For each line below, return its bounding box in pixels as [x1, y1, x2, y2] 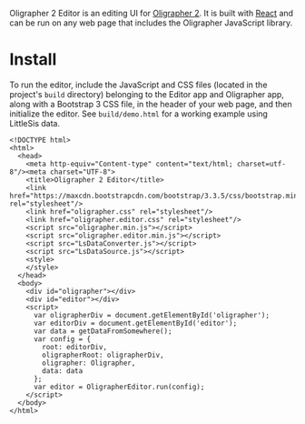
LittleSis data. [9, 117, 61, 128]
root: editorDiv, [42, 342, 107, 351]
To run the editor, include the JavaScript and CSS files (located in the [9, 79, 268, 90]
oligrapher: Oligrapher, [42, 358, 136, 368]
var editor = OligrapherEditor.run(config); [33, 382, 205, 391]
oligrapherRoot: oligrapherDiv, [42, 350, 165, 359]
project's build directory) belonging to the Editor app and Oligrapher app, [9, 88, 284, 99]
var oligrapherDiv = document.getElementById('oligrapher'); [33, 310, 271, 319]
